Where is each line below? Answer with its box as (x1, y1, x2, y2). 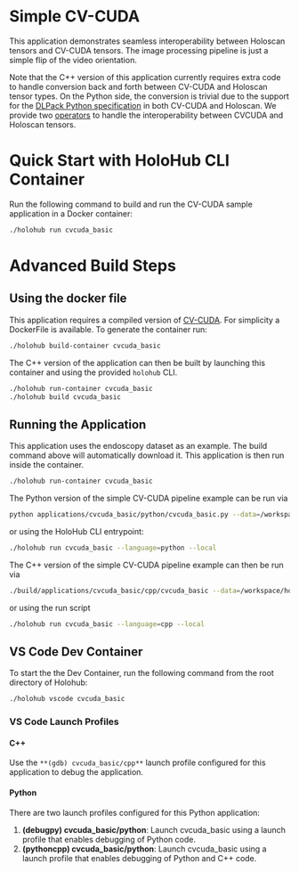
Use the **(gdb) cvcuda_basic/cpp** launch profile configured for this (9, 757, 266, 768)
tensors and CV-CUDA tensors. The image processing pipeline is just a (9, 45, 269, 55)
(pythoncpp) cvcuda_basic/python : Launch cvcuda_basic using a (21, 843, 267, 854)
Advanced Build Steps (9, 256, 176, 275)
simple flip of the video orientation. (9, 54, 138, 65)
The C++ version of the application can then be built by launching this (9, 357, 265, 368)
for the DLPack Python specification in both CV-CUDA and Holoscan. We (9, 100, 277, 110)
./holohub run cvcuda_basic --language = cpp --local (9, 619, 205, 629)
